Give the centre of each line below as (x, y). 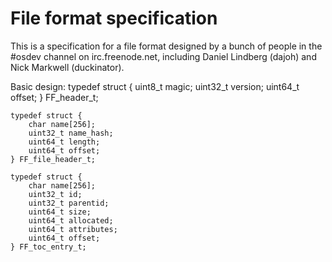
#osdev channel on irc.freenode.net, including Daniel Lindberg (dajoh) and (163, 56)
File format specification (114, 18)
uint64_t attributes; (73, 229)
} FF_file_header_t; (53, 159)
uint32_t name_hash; (71, 133)
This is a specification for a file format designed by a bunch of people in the (166, 46)
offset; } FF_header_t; (54, 97)
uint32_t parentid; (69, 203)
